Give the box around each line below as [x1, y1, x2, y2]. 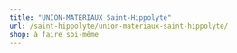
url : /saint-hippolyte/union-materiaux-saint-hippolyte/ [9, 22, 229, 31]
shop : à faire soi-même [9, 30, 100, 39]
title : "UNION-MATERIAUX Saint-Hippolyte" [9, 13, 172, 22]
